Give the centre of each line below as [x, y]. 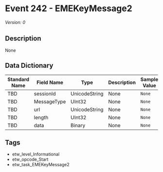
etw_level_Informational [36, 154]
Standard [18, 79]
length [41, 117]
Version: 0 [15, 22]
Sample [149, 79]
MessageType [50, 101]
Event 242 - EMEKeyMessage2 [69, 9]
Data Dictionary [29, 66]
